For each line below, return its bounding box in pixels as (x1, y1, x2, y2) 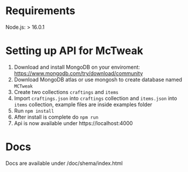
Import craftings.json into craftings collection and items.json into (13, 95, 177, 102)
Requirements (5, 4, 76, 18)
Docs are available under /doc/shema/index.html (5, 160, 123, 167)
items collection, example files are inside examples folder (13, 101, 153, 108)
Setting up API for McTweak (5, 44, 143, 58)
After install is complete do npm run (13, 113, 99, 120)
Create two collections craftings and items (13, 88, 119, 95)
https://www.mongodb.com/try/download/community (13, 69, 143, 77)
